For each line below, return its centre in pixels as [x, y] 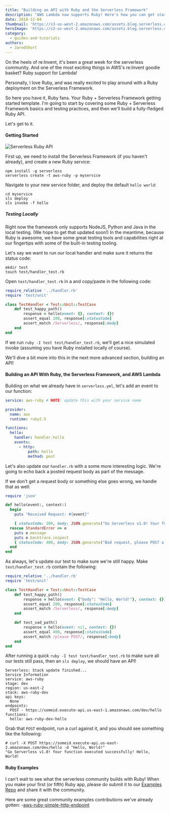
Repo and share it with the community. [45, 790]
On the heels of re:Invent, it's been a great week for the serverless [74, 62]
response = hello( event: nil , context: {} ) [70, 627]
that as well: [18, 486]
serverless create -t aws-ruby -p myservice [53, 175]
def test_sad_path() [36, 623]
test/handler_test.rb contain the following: [51, 567]
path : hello [40, 452]
